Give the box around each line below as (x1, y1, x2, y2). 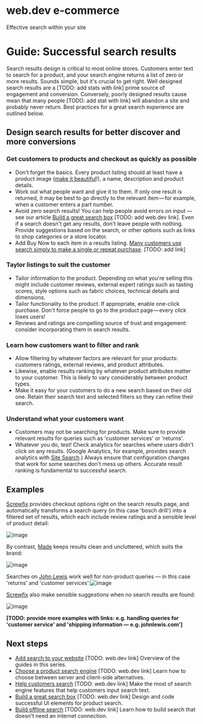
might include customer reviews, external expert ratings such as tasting (14, 280, 193, 288)
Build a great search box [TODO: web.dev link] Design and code (14, 693, 175, 700)
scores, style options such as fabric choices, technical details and (14, 287, 179, 294)
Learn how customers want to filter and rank (6, 341, 139, 349)
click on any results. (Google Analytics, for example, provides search (14, 448, 186, 455)
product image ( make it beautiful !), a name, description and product (14, 175, 184, 182)
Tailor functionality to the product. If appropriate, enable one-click (14, 300, 180, 307)
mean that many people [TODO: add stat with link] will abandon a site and (6, 97, 190, 104)
